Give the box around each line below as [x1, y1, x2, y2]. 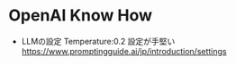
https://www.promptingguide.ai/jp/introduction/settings [21, 45, 227, 56]
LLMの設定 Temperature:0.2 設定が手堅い [21, 36, 176, 46]
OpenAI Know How [8, 5, 153, 26]
